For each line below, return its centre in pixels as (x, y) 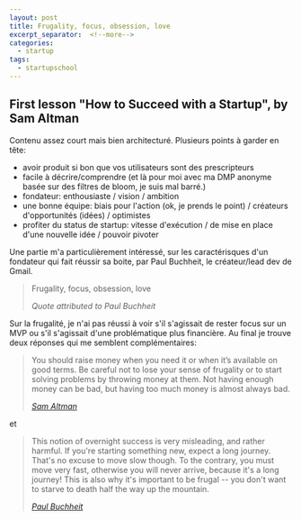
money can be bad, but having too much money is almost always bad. (160, 388)
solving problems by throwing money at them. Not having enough (152, 379)
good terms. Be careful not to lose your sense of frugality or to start (157, 369)
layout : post (34, 18)
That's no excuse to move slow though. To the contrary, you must (153, 460)
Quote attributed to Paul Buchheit (93, 306)
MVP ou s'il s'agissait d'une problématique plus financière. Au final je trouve (150, 333)
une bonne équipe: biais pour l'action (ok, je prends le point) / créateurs (155, 205)
